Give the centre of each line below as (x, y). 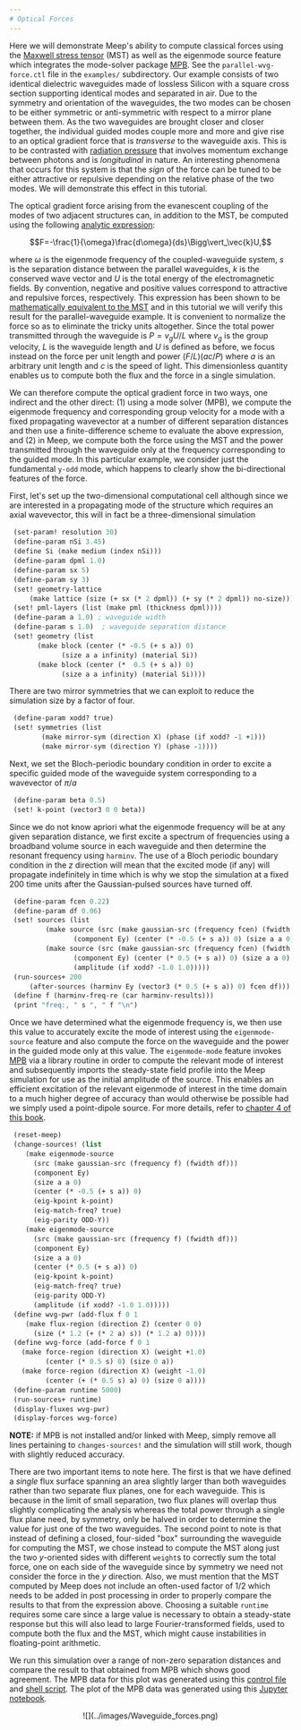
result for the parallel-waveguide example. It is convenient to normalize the (147, 316)
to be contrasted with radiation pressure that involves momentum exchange (149, 150)
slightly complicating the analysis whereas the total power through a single (147, 1510)
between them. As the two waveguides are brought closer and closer (137, 122)
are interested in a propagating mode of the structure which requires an (141, 505)
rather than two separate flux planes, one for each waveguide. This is (138, 1491)
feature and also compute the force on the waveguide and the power (162, 1041)
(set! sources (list (52, 921)
